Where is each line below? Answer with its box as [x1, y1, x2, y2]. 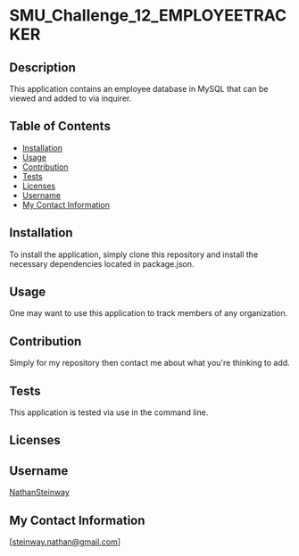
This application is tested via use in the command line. [9, 407, 209, 418]
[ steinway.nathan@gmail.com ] [9, 536, 121, 547]
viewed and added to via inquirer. [9, 93, 132, 104]
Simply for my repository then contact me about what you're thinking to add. [9, 358, 290, 369]
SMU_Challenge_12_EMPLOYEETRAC [9, 5, 287, 26]
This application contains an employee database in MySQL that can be [9, 84, 269, 94]
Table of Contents [9, 119, 112, 134]
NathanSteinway [9, 487, 70, 498]
